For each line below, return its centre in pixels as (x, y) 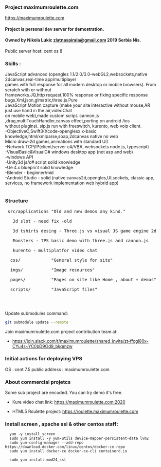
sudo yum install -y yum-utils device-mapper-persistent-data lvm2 (79, 438)
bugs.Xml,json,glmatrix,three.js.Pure (41, 100)
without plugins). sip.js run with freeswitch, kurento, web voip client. (73, 126)
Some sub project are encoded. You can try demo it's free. (64, 393)
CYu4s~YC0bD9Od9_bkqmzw (42, 346)
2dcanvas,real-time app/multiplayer (41, 79)
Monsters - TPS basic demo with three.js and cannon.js (81, 241)
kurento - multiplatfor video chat (55, 250)
